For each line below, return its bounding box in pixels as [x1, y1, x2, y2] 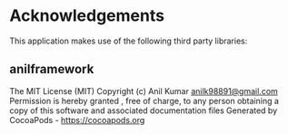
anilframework [9, 62, 94, 77]
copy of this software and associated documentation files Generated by [9, 105, 278, 116]
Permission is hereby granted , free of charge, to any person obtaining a [9, 95, 280, 106]
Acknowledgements [9, 5, 165, 26]
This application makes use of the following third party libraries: [9, 35, 248, 46]
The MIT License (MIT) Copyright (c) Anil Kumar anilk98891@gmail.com [9, 85, 279, 96]
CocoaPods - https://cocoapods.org [9, 114, 145, 125]
